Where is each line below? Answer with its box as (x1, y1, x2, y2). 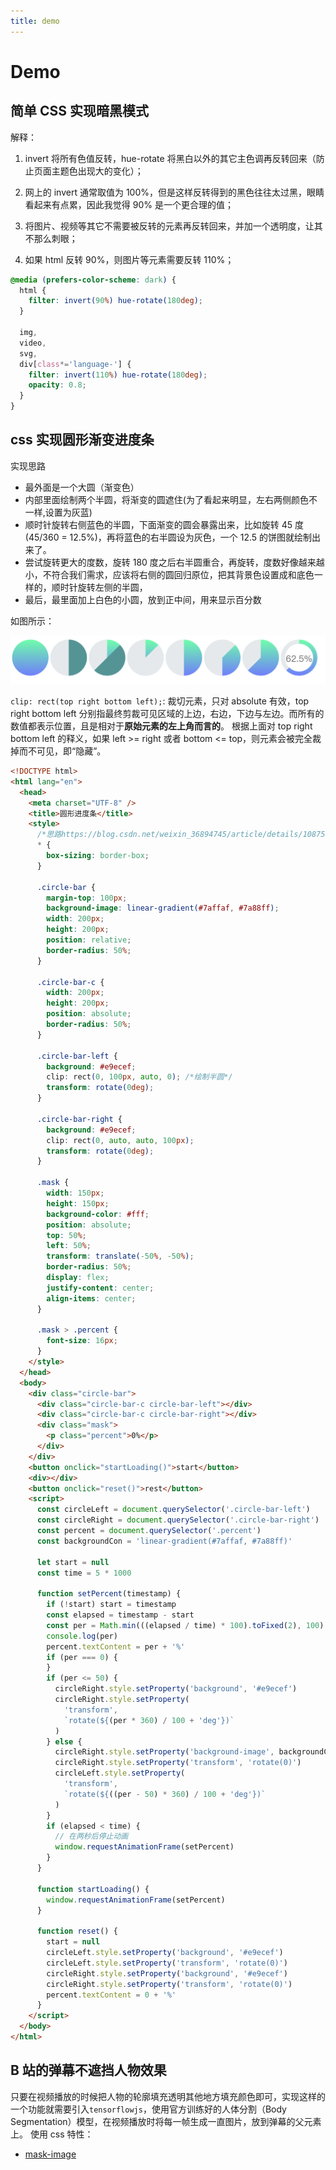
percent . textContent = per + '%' (46, 1641, 186, 1652)
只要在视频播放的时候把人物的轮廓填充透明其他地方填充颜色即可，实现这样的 (10, 2090, 326, 2102)
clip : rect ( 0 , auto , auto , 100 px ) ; (46, 1135, 195, 1145)
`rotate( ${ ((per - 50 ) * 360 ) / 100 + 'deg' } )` (63, 1789, 267, 1799)
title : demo (10, 16, 60, 26)
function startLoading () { (36, 1884, 150, 1894)
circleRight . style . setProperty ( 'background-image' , (54, 1747, 275, 1757)
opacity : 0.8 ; (28, 380, 87, 390)
